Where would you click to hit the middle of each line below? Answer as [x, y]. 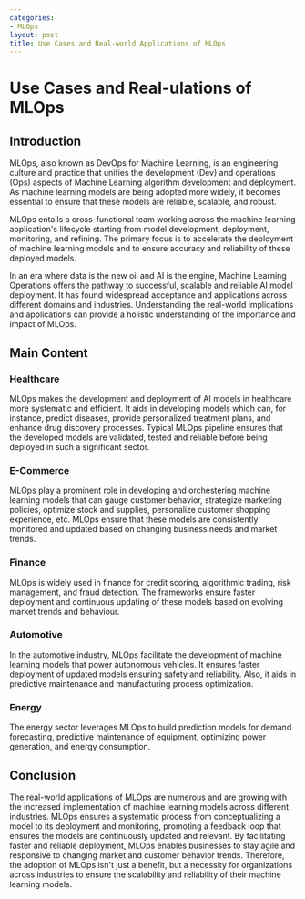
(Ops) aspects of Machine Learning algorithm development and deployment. [153, 182]
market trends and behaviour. [65, 611]
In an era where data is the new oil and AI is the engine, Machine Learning [148, 276]
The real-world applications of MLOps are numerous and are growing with [148, 797]
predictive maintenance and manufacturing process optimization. [132, 683]
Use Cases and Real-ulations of [131, 88]
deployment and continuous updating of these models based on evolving [147, 601]
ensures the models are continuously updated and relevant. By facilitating [147, 835]
